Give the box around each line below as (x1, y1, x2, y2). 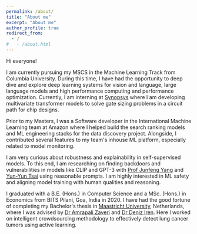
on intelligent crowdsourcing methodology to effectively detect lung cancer (6, 215, 189, 222)
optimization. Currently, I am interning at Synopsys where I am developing (6, 93, 185, 100)
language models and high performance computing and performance (6, 87, 174, 94)
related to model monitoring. (6, 142, 75, 150)
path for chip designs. (6, 106, 59, 113)
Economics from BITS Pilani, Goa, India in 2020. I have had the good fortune (6, 196, 191, 203)
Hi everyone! (6, 57, 37, 65)
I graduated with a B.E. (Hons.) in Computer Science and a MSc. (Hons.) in (6, 190, 186, 197)
